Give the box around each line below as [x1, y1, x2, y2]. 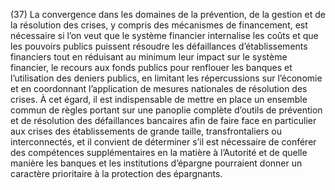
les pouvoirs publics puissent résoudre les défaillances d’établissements [10, 40, 308, 52]
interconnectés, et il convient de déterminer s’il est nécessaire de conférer [10, 136, 317, 148]
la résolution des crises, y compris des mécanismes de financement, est [10, 19, 308, 31]
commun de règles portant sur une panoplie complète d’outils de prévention [10, 104, 323, 116]
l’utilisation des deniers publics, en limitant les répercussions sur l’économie [10, 72, 323, 84]
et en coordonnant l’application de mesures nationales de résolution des [10, 83, 308, 94]
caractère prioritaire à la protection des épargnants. [10, 168, 223, 179]
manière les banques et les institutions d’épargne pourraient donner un [10, 157, 303, 169]
